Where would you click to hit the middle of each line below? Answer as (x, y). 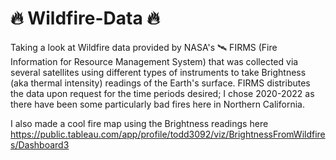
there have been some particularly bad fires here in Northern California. (157, 104)
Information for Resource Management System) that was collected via (154, 61)
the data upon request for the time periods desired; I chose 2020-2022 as (162, 93)
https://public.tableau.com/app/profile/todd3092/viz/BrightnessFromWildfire (168, 134)
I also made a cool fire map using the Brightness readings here (139, 123)
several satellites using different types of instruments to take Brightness (158, 72)
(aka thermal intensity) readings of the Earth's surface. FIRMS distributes (160, 83)
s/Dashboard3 (40, 144)
